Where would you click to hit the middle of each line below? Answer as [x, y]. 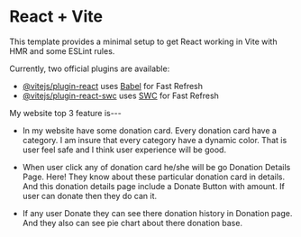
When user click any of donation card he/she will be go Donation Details [156, 167]
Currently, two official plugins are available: [90, 68]
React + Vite [56, 17]
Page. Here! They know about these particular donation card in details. [154, 177]
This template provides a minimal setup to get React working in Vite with [143, 41]
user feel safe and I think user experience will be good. [124, 150]
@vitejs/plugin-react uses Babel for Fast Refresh [113, 86]
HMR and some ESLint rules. [62, 50]
